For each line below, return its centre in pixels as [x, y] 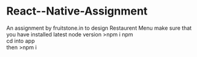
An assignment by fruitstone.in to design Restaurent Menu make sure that [99, 28]
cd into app [20, 41]
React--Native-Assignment [77, 11]
